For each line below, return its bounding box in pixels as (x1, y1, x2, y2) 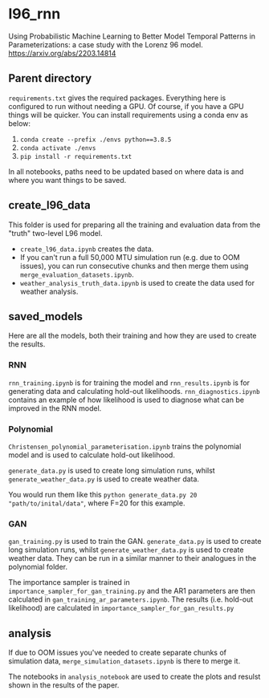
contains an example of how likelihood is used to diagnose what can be (8, 395, 245, 404)
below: (8, 118, 31, 128)
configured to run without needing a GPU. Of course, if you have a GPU (8, 101, 244, 111)
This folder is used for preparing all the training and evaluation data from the (8, 220, 261, 229)
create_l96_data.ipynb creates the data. (19, 244, 154, 254)
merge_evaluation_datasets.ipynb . (19, 270, 134, 279)
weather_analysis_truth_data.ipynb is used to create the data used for (19, 278, 255, 287)
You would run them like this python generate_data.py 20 (8, 489, 198, 499)
